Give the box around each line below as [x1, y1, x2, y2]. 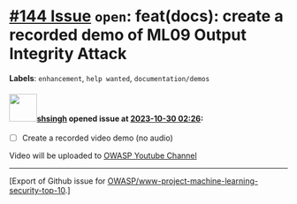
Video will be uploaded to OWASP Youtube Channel [9, 150, 197, 161]
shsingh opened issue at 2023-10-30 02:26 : [36, 113, 204, 124]
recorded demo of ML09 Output [9, 25, 247, 45]
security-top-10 [9, 185, 66, 196]
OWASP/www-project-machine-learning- [107, 176, 259, 186]
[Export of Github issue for [9, 176, 106, 186]
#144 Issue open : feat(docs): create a [9, 6, 284, 26]
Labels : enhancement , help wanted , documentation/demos [9, 72, 210, 83]
